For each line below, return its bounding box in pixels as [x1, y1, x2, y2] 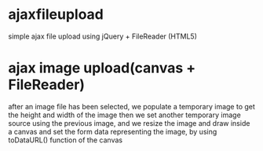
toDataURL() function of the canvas [8, 135, 123, 145]
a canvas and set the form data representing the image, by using [8, 127, 217, 136]
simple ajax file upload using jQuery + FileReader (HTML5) [8, 31, 198, 41]
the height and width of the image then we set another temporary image [8, 110, 241, 120]
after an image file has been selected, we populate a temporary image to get [8, 101, 255, 111]
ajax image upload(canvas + [8, 59, 196, 77]
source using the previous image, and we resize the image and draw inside [8, 118, 250, 127]
